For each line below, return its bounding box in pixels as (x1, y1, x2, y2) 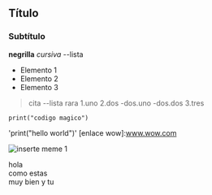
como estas (8, 168, 48, 178)
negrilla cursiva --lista (8, 49, 84, 59)
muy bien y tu (8, 176, 54, 186)
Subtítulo (8, 31, 46, 42)
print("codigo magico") (8, 114, 89, 122)
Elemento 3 (19, 82, 58, 92)
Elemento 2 (19, 73, 58, 84)
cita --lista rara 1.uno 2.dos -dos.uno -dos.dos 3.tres (28, 97, 205, 108)
